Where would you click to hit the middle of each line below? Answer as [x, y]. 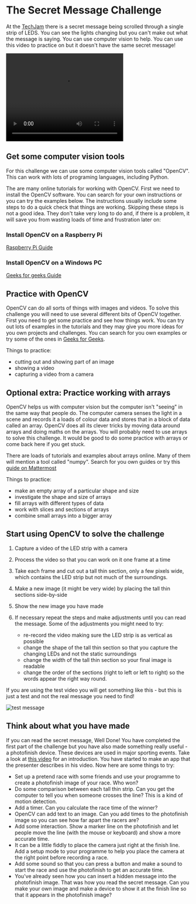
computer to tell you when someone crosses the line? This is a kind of [99, 795]
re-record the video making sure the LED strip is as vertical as [98, 635]
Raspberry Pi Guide [30, 247]
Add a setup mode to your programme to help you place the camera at [99, 851]
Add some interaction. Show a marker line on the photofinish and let [97, 826]
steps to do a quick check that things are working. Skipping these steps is [95, 207]
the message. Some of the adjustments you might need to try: [89, 623]
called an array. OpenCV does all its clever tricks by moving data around [93, 425]
